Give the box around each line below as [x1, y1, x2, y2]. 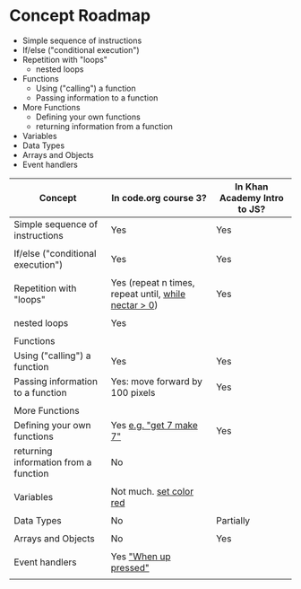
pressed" [110, 561, 150, 574]
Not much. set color [110, 485, 194, 497]
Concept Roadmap [9, 5, 150, 26]
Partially [216, 514, 251, 526]
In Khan [234, 180, 269, 193]
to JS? [237, 203, 266, 215]
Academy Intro [219, 191, 284, 204]
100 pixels [110, 386, 156, 399]
